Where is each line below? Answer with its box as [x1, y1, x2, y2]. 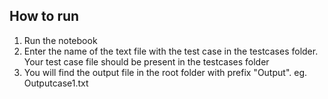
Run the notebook [23, 34, 98, 46]
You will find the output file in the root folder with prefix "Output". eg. [23, 66, 308, 78]
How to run [9, 8, 80, 25]
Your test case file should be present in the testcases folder [23, 55, 270, 68]
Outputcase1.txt [23, 77, 89, 89]
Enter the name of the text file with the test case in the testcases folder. [23, 45, 319, 57]
